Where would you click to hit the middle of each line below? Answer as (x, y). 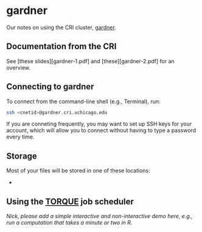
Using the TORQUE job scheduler (70, 201)
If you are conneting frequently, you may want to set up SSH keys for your (99, 124)
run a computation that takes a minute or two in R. (69, 223)
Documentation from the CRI (61, 46)
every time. (20, 137)
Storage (22, 156)
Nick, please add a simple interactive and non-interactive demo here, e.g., (99, 216)
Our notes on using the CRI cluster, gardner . (61, 27)
